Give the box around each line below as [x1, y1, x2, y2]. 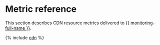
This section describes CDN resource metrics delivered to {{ [5, 20, 130, 26]
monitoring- [130, 20, 155, 26]
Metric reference [5, 3, 76, 15]
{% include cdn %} [5, 35, 44, 41]
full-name [5, 25, 25, 31]
